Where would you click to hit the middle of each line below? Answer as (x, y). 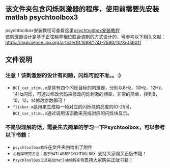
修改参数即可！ (51, 100)
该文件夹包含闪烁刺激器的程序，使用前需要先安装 (82, 9)
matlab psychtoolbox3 (42, 18)
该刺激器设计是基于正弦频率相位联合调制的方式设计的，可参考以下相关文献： (86, 37)
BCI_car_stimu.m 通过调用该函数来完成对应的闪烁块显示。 (72, 113)
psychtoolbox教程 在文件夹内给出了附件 (52, 147)
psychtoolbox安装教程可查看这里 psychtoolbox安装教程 (63, 30)
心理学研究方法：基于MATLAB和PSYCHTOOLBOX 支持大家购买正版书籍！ (80, 153)
